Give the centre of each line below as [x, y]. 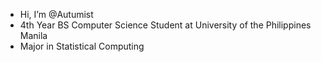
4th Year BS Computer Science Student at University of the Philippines [165, 25]
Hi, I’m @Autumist [56, 14]
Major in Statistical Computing [82, 46]
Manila [33, 35]
